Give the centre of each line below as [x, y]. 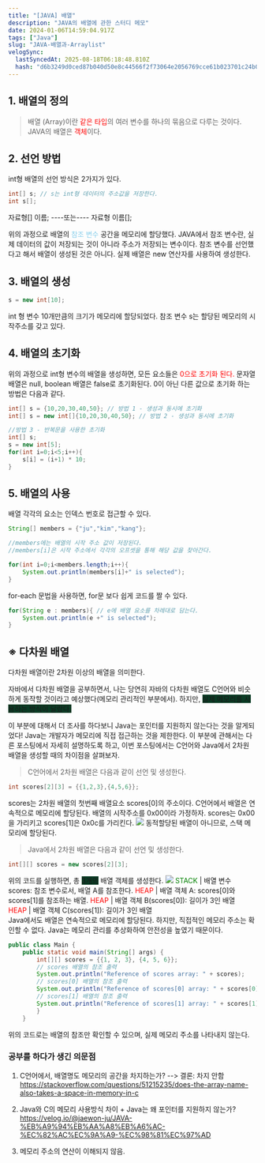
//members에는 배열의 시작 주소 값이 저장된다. [75, 543]
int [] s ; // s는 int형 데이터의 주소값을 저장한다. [83, 194]
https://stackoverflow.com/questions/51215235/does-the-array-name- [134, 1084]
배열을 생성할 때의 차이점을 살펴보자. [64, 755]
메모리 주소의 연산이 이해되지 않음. [72, 1151]
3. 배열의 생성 [39, 281]
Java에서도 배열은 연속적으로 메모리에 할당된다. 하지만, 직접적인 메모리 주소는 [127, 920]
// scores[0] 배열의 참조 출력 [82, 982]
